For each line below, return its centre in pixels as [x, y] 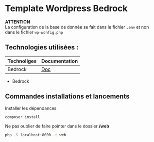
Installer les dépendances [31, 108]
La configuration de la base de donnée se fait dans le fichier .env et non [77, 27]
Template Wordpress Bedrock [66, 8]
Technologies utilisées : [42, 47]
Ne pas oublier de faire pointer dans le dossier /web [57, 126]
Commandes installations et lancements [67, 97]
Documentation [60, 61]
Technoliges [22, 61]
